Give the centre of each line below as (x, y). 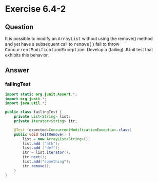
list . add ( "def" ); (41, 148)
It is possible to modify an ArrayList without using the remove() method (79, 39)
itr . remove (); (37, 166)
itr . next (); (35, 157)
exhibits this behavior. (27, 55)
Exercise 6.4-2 (35, 9)
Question (19, 27)
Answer (17, 70)
